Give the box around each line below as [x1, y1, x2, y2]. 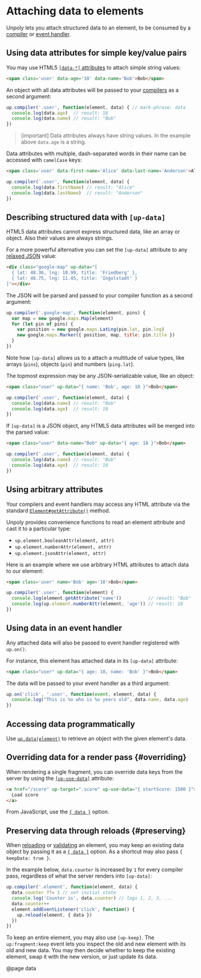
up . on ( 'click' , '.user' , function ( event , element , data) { [6, 691, 157, 697]
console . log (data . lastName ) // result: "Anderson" [11, 190, 144, 196]
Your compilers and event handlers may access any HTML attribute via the [6, 500, 190, 508]
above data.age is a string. [20, 138, 87, 145]
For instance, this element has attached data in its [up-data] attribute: [6, 657, 178, 664]
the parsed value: [6, 428, 50, 436]
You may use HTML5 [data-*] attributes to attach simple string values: [6, 64, 181, 71]
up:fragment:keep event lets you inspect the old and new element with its [6, 940, 187, 947]
